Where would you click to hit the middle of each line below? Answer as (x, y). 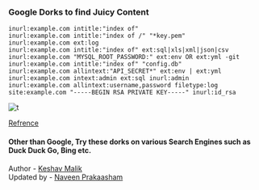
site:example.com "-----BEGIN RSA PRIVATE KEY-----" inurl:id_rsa (122, 93)
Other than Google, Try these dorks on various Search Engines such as (130, 141)
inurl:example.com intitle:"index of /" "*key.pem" (97, 36)
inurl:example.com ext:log (54, 43)
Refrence (23, 123)
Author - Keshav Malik (45, 168)
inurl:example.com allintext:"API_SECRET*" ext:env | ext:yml (115, 71)
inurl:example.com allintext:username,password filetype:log (113, 86)
